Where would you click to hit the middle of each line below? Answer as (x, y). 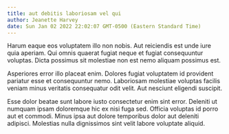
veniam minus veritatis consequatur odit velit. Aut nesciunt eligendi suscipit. (115, 88)
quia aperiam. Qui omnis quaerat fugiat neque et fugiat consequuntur (105, 53)
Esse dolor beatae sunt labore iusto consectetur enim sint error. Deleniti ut (112, 102)
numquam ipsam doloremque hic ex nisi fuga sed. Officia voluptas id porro (113, 109)
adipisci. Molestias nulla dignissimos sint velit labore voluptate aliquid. (106, 124)
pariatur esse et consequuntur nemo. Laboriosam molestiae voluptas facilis (114, 81)
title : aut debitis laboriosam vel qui (64, 13)
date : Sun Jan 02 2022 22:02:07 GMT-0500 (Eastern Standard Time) (104, 26)
